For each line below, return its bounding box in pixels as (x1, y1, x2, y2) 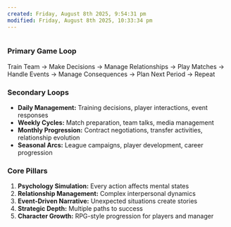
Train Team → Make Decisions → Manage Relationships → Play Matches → (7, 62, 225, 70)
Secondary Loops (7, 87, 69, 97)
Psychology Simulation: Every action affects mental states (17, 182, 189, 190)
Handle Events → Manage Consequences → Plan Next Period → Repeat (7, 70, 216, 78)
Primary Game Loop (7, 47, 77, 56)
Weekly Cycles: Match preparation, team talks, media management (17, 118, 215, 127)
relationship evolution (17, 133, 80, 142)
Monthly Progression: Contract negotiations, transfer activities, (17, 126, 203, 135)
